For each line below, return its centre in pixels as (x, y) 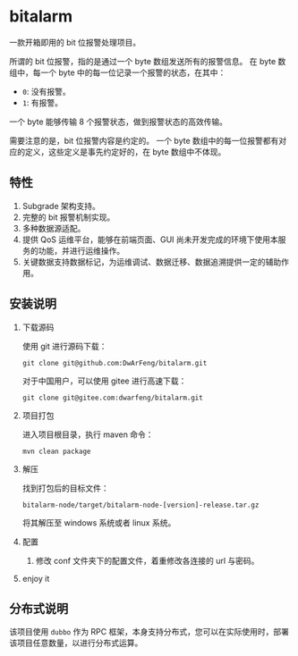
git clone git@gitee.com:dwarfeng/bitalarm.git (112, 398)
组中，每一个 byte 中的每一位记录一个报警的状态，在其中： (118, 72)
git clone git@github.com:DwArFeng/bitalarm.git (115, 363)
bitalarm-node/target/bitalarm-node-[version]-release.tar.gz (140, 505)
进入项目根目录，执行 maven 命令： (88, 434)
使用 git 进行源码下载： (64, 346)
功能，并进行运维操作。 (81, 250)
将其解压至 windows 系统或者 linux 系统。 (99, 522)
